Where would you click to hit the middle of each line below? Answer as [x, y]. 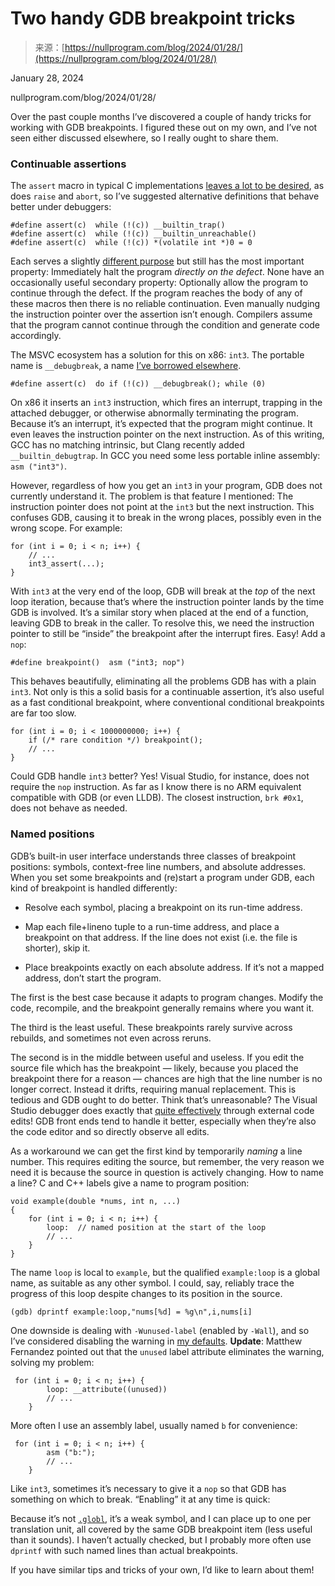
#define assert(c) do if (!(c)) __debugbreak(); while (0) [138, 384]
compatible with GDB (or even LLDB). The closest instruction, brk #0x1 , [157, 798]
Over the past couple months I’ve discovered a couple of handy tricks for [161, 116]
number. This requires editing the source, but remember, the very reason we [167, 1161]
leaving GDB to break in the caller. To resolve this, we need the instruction [162, 623]
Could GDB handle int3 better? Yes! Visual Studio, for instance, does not [160, 776]
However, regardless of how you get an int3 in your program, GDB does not [166, 486]
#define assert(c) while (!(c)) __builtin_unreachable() [133, 234]
